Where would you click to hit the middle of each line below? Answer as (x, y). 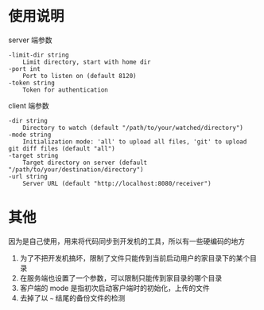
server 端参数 (31, 40)
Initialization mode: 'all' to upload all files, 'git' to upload (135, 141)
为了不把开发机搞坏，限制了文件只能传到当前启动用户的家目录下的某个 (135, 258)
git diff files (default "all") (62, 148)
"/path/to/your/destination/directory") (76, 169)
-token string (32, 83)
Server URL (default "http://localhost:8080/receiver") (117, 183)
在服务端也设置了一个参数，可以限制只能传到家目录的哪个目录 (121, 278)
